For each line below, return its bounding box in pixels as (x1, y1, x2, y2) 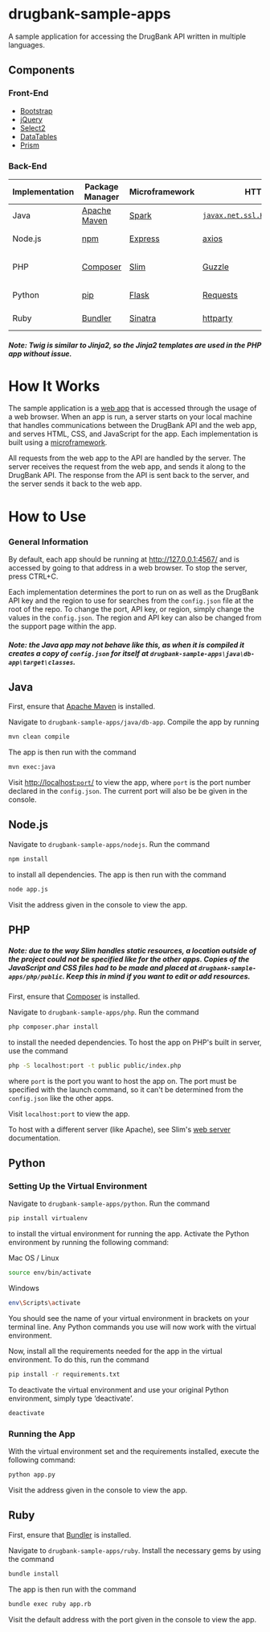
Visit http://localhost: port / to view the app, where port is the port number (8, 778, 252, 787)
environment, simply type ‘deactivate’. (8, 1393, 134, 1403)
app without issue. (8, 348, 72, 359)
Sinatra (129, 312, 157, 323)
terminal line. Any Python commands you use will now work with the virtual (8, 1323, 256, 1332)
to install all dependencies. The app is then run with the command (8, 870, 227, 879)
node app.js (8, 885, 48, 893)
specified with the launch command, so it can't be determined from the (8, 1085, 243, 1094)
